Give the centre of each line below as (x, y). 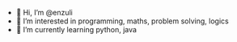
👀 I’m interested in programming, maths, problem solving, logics (122, 21)
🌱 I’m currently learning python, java (76, 29)
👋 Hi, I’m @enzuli (44, 13)
